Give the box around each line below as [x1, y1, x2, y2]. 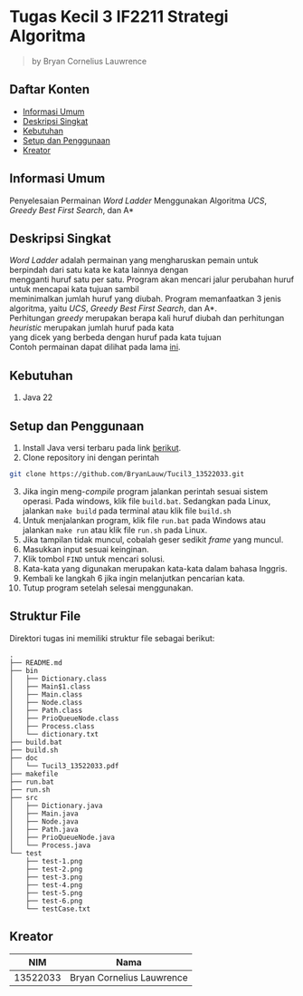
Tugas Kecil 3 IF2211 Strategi [9, 6, 229, 27]
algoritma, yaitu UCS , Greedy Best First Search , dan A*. [9, 303, 218, 314]
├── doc [9, 753, 39, 763]
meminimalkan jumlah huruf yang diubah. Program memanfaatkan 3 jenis [9, 293, 282, 305]
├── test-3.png [25, 873, 83, 882]
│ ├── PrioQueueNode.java [9, 833, 116, 842]
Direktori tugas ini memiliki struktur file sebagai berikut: [9, 632, 215, 643]
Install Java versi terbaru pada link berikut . [22, 443, 182, 453]
